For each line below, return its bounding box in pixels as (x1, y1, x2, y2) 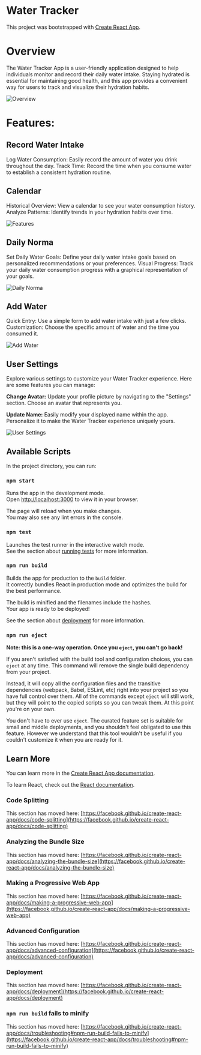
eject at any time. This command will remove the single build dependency (6, 662, 190, 669)
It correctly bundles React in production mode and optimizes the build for (6, 580, 187, 588)
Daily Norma (6, 238, 54, 248)
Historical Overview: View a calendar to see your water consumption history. (6, 202, 196, 209)
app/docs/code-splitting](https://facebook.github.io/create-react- (6, 816, 169, 823)
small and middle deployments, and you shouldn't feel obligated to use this (6, 724, 191, 731)
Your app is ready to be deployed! (6, 605, 90, 612)
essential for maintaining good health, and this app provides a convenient (6, 77, 188, 84)
